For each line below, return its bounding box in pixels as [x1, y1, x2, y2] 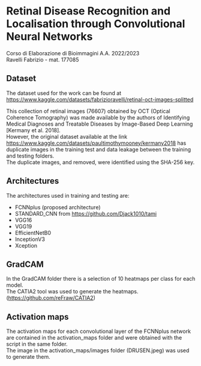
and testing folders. [6, 152, 55, 159]
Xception [14, 242, 38, 249]
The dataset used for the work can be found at [6, 89, 122, 97]
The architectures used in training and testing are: [6, 192, 130, 199]
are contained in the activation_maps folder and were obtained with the [6, 334, 182, 341]
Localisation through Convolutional [6, 17, 185, 31]
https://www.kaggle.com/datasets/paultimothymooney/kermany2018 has [6, 139, 187, 147]
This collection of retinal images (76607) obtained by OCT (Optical [6, 107, 170, 115]
